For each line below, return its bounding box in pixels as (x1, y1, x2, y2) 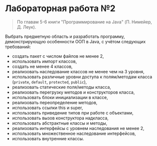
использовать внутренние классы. (12, 135, 84, 141)
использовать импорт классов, (12, 58, 77, 64)
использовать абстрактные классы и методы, (12, 120, 108, 126)
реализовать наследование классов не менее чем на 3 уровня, (12, 68, 144, 74)
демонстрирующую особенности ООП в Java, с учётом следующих (5, 38, 146, 44)
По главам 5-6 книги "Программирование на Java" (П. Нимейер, (16, 19, 152, 25)
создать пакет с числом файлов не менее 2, (12, 53, 104, 59)
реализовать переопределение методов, (12, 99, 98, 105)
